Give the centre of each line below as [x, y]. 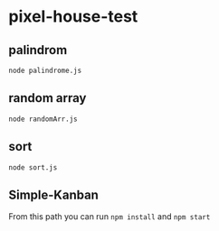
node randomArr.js [43, 119]
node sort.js [33, 167]
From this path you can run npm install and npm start [109, 217]
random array [48, 98]
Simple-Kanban [53, 195]
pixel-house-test [73, 17]
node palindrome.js [45, 70]
